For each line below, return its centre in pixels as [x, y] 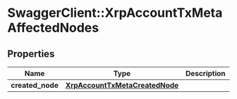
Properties [31, 54]
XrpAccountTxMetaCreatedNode [122, 85]
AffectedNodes [53, 28]
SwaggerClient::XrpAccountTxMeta [115, 13]
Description [206, 73]
